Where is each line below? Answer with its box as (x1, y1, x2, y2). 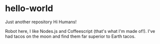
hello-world (5, 3, 54, 14)
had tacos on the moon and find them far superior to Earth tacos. (5, 33, 136, 39)
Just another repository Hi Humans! (5, 19, 77, 25)
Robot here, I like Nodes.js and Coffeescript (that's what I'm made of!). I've (5, 28, 155, 34)
